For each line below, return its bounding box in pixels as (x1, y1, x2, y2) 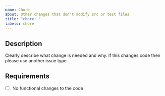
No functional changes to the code (12, 85, 83, 91)
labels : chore (5, 21, 35, 26)
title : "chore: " (5, 16, 41, 21)
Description (5, 39, 42, 48)
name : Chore (5, 7, 30, 12)
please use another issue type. (5, 58, 68, 64)
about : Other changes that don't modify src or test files (5, 12, 130, 17)
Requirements (5, 72, 50, 81)
